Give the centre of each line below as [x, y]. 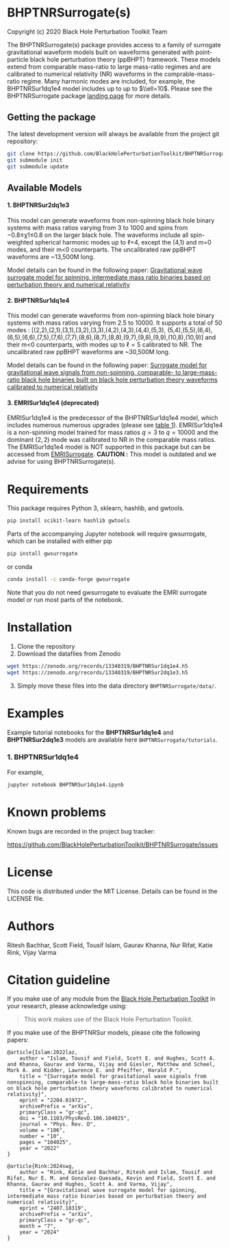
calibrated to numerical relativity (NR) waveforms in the [85, 74]
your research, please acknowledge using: [67, 1006]
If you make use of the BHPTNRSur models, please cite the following [104, 1033]
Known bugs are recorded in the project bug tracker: [81, 831]
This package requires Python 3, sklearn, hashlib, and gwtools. [96, 508]
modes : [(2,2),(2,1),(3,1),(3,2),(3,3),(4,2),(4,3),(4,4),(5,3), [87, 330]
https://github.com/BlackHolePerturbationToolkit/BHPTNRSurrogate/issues [113, 845]
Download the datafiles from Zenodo [69, 653]
